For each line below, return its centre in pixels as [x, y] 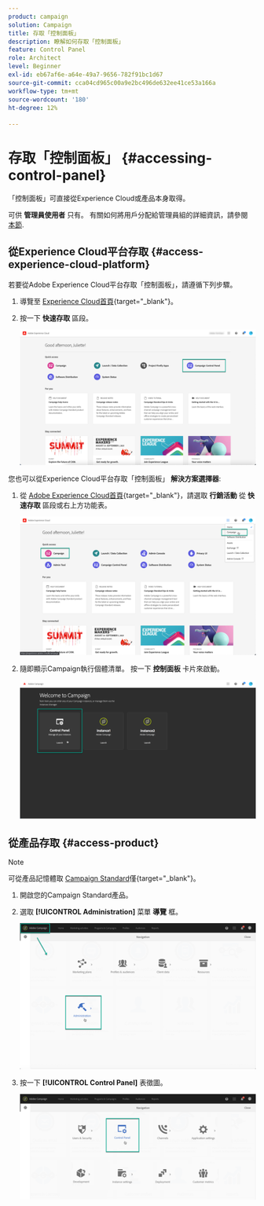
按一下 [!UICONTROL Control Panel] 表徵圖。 [93, 1082]
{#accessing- [167, 158]
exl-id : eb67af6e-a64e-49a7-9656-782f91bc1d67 [86, 75]
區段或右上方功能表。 [77, 505]
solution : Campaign [40, 25]
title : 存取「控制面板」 [44, 33]
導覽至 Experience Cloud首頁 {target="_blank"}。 [99, 301]
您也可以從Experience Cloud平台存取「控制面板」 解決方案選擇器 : [115, 478]
